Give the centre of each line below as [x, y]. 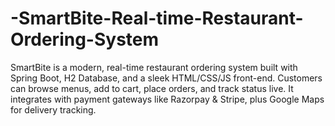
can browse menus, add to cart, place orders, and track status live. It [152, 88]
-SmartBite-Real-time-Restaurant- [157, 18]
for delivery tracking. [53, 109]
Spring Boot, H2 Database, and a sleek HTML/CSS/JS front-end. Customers [166, 78]
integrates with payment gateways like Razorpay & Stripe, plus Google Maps [167, 99]
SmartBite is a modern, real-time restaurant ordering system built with [154, 67]
